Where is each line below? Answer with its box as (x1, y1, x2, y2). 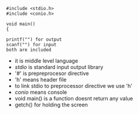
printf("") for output (6, 37, 62, 43)
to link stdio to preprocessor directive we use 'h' (14, 83, 133, 89)
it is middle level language (14, 57, 79, 64)
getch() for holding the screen (14, 101, 88, 108)
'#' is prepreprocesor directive (14, 70, 89, 77)
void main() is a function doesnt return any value (14, 95, 133, 102)
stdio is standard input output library (14, 64, 104, 70)
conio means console (14, 89, 67, 96)
